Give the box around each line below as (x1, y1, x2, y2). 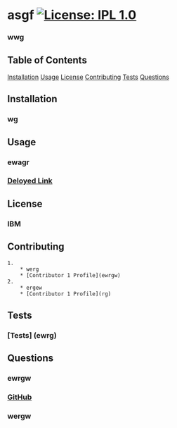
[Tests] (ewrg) (7, 330, 58, 340)
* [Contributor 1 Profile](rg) (20, 290, 112, 298)
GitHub (7, 392, 32, 402)
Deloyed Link (7, 176, 53, 186)
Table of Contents (7, 54, 88, 66)
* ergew (20, 284, 42, 291)
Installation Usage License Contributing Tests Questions (7, 73, 170, 81)
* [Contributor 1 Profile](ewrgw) (20, 271, 121, 279)
